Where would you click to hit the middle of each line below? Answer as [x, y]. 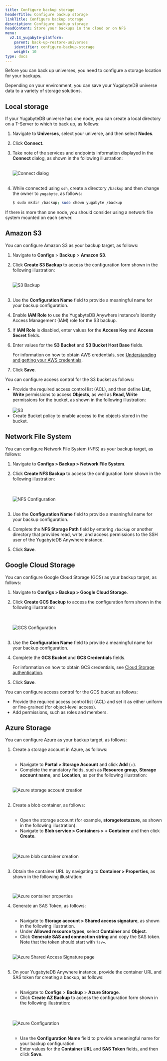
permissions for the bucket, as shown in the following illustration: [79, 399]
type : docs [16, 56]
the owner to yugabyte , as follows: [47, 193]
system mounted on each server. [39, 217]
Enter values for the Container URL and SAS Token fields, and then [89, 1049]
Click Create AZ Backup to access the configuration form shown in [89, 997]
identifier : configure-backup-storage [54, 47]
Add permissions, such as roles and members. [60, 712]
